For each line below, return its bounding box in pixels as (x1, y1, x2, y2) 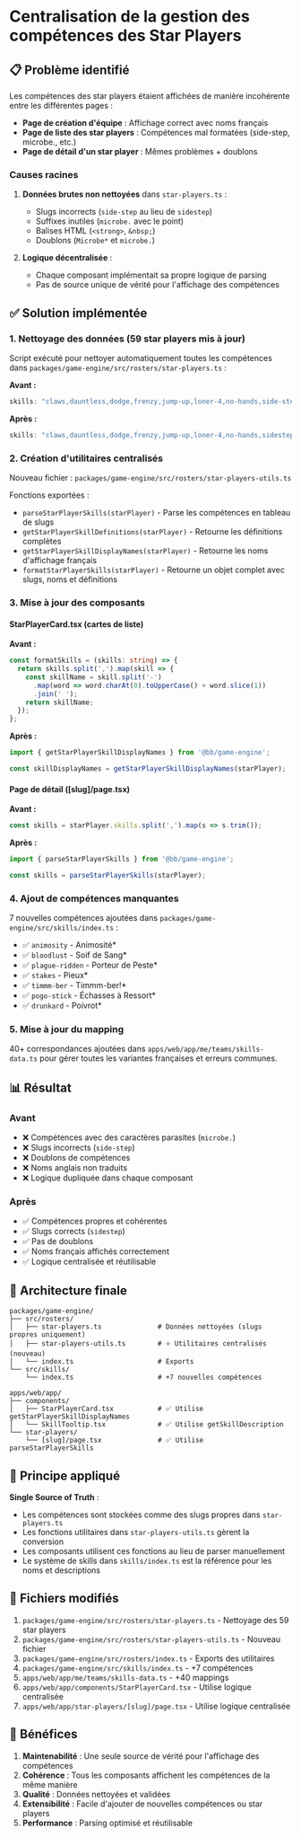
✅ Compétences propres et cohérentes (21, 1215, 168, 1227)
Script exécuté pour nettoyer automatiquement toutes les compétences (9, 352, 273, 363)
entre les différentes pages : (9, 101, 114, 110)
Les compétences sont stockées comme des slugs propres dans (21, 1509, 262, 1520)
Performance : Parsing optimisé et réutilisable (21, 1817, 193, 1828)
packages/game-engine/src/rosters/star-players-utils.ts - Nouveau (21, 1633, 280, 1645)
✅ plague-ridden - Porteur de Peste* (21, 959, 159, 971)
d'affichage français (21, 555, 97, 566)
